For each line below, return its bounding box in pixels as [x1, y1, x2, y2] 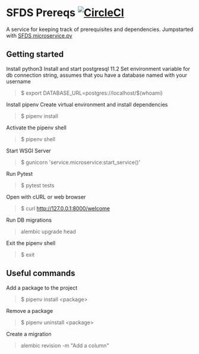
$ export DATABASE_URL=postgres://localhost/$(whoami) [20, 89, 163, 97]
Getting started [6, 49, 64, 60]
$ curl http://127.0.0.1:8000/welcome [20, 204, 110, 212]
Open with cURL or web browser [6, 193, 86, 200]
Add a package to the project [6, 284, 78, 291]
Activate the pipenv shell [6, 124, 67, 131]
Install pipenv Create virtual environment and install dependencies [6, 101, 168, 108]
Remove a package [6, 307, 53, 314]
